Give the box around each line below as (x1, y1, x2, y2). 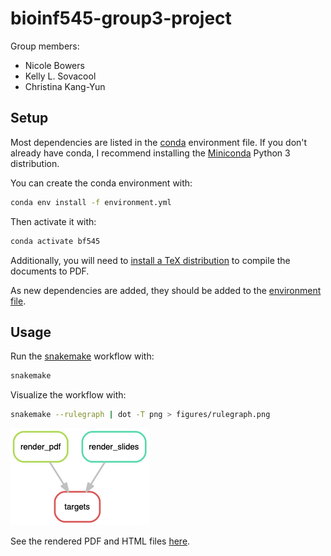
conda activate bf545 (10, 236, 101, 246)
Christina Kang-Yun (24, 80, 106, 92)
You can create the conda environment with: (10, 177, 193, 189)
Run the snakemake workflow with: (10, 350, 155, 362)
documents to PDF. (10, 265, 90, 277)
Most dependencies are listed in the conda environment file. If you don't (10, 136, 308, 148)
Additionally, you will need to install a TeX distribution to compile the (10, 254, 291, 266)
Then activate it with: (10, 215, 97, 227)
